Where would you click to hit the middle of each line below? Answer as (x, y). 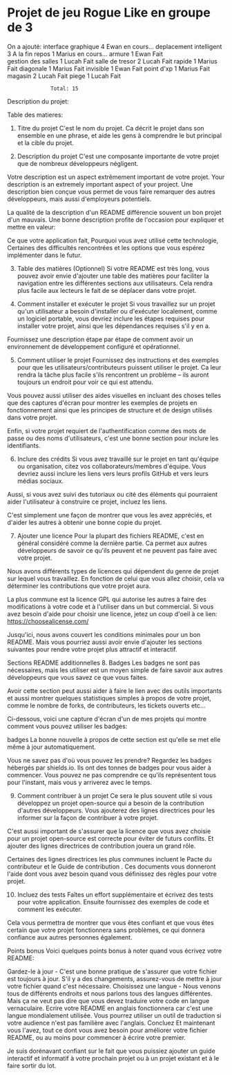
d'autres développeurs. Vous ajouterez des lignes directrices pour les (116, 810)
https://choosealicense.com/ (48, 621)
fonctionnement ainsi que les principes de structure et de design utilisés (110, 410)
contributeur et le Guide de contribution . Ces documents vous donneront (112, 866)
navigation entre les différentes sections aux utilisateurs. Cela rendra (115, 283)
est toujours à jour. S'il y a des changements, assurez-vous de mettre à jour (115, 978)
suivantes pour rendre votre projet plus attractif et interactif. (92, 649)
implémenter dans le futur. (45, 255)
